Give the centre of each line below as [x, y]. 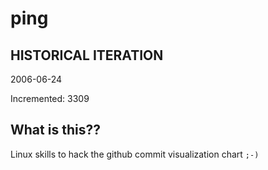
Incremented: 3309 [50, 98]
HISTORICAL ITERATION [87, 55]
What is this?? [55, 130]
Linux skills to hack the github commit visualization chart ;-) [135, 154]
